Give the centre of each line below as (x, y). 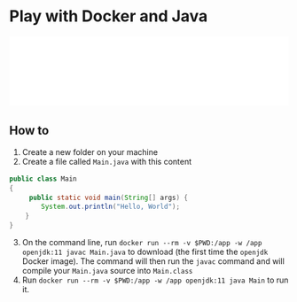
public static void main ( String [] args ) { (109, 197)
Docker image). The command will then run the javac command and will (153, 261)
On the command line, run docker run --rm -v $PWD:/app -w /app (142, 242)
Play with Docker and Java (109, 16)
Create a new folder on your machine (90, 151)
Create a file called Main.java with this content (107, 161)
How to (29, 131)
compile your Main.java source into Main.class (107, 271)
